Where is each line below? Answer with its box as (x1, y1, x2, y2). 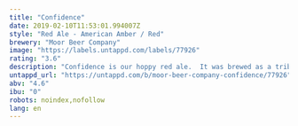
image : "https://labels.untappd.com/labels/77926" (9, 46, 200, 55)
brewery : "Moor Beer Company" (9, 37, 122, 47)
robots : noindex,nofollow (9, 95, 105, 105)
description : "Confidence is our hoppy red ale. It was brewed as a (9, 63, 272, 72)
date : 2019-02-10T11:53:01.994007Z (9, 21, 141, 30)
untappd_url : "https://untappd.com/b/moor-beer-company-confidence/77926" (9, 71, 292, 80)
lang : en (9, 104, 42, 113)
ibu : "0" (9, 87, 42, 96)
